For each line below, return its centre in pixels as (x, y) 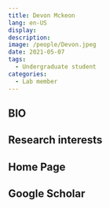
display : (22, 30)
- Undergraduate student (56, 67)
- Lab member (37, 81)
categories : (27, 74)
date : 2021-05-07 (37, 52)
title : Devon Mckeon (42, 15)
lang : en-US (27, 23)
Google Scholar (47, 194)
